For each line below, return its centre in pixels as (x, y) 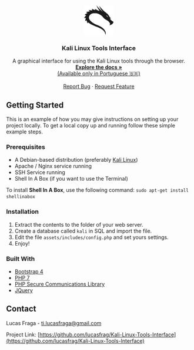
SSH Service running (40, 172)
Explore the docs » (99, 67)
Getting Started (35, 105)
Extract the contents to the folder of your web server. (79, 224)
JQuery (24, 290)
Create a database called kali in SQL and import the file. (83, 231)
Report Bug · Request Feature (99, 86)
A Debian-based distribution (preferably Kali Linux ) (76, 160)
